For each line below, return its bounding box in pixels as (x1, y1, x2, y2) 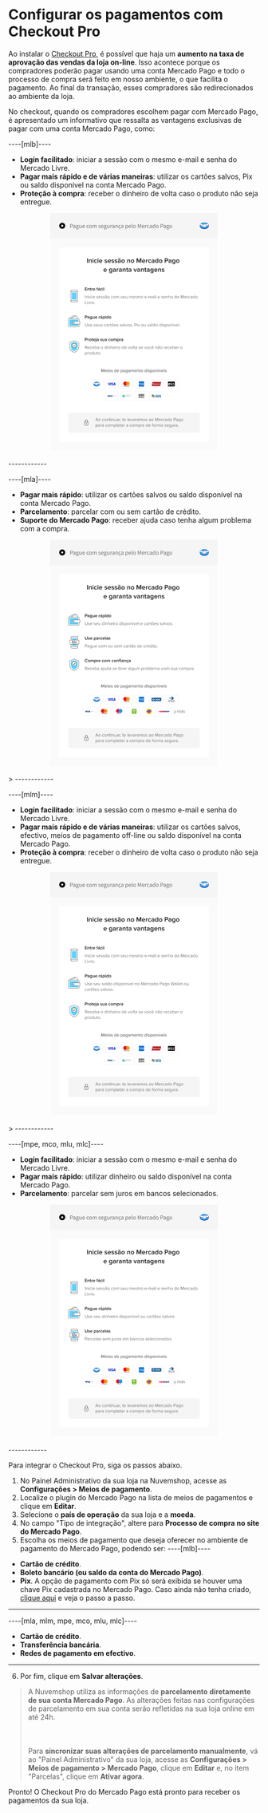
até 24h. (27, 1712, 56, 1721)
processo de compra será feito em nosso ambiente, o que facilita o (8, 74, 229, 84)
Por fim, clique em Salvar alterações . (19, 1671, 144, 1681)
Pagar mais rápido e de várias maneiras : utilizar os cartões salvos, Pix (19, 172, 253, 181)
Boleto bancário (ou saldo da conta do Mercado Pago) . (19, 1567, 204, 1577)
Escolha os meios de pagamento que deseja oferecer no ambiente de (19, 1535, 249, 1545)
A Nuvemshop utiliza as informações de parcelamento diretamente (27, 1686, 251, 1696)
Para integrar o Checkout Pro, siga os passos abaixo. (8, 1460, 183, 1470)
